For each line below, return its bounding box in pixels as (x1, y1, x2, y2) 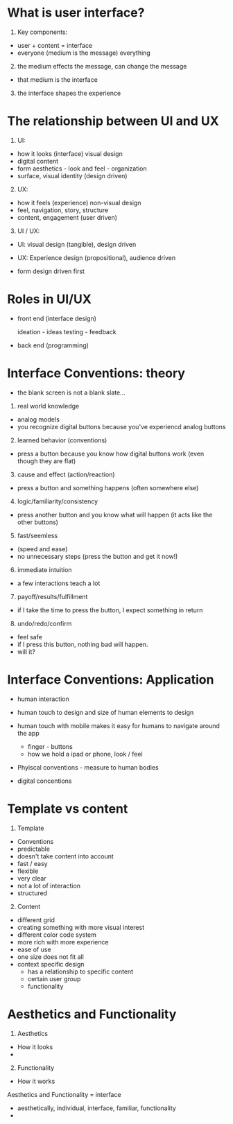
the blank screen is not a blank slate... (17, 388, 126, 397)
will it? (17, 647, 36, 656)
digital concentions (17, 777, 72, 785)
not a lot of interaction (17, 881, 81, 890)
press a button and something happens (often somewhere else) (17, 483, 199, 492)
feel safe (17, 632, 43, 641)
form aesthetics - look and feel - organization (17, 164, 147, 173)
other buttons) (17, 518, 59, 526)
